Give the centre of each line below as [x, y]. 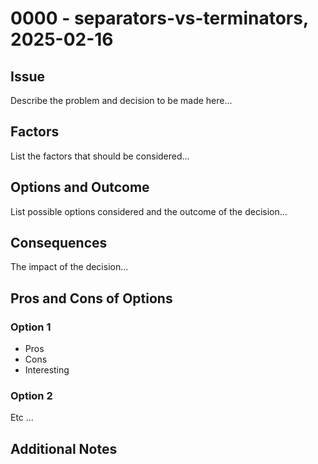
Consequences [59, 243]
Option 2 [31, 396]
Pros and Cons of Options [91, 298]
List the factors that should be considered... [100, 156]
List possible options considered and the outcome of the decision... [149, 211]
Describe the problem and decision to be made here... [121, 100]
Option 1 [31, 327]
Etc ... [22, 418]
